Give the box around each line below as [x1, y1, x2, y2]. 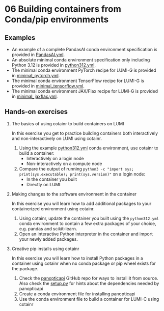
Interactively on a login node [26, 155, 84, 161]
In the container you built [26, 176, 77, 182]
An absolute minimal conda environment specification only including [11, 57, 150, 62]
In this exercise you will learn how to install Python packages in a [11, 255, 143, 261]
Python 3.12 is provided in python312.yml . [11, 62, 96, 68]
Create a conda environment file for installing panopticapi [19, 291, 136, 297]
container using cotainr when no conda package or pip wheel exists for [11, 260, 156, 266]
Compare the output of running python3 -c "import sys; [19, 166, 134, 171]
